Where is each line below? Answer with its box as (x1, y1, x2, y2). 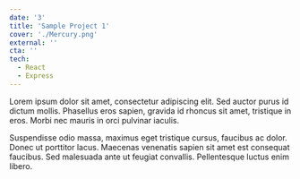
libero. (9, 160, 33, 171)
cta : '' (9, 47, 39, 55)
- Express (17, 72, 54, 81)
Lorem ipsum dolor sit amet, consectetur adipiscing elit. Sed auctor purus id (9, 96, 289, 107)
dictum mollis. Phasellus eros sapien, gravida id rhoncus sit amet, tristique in (9, 105, 292, 116)
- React (17, 64, 47, 72)
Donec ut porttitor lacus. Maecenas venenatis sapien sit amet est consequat (9, 141, 290, 152)
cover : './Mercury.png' (9, 30, 99, 38)
